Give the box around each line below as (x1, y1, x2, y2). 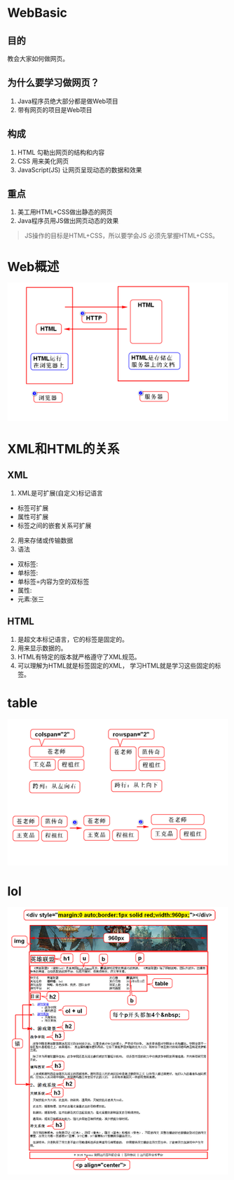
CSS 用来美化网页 (17, 156, 69, 165)
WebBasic (7, 5, 68, 21)
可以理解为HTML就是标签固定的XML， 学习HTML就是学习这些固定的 (17, 661, 215, 670)
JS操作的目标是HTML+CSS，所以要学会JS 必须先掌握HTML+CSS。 (24, 231, 219, 240)
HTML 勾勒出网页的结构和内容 (17, 148, 105, 156)
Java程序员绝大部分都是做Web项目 (17, 97, 118, 105)
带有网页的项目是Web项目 (17, 105, 92, 114)
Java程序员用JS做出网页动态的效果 (17, 217, 119, 225)
